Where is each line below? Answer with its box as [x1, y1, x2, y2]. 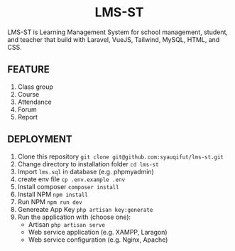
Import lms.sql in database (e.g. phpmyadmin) [17, 167, 154, 176]
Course [17, 90, 40, 98]
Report [17, 112, 38, 121]
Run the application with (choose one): [17, 213, 131, 221]
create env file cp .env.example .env [17, 175, 126, 183]
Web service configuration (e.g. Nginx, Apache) [28, 235, 168, 244]
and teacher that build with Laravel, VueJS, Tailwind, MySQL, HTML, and [7, 35, 220, 43]
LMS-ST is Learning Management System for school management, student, [7, 28, 229, 36]
